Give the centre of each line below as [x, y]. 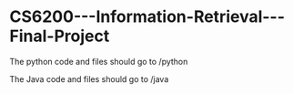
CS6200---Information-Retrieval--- [147, 17]
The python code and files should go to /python [99, 61]
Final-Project [60, 36]
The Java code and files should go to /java [89, 78]
